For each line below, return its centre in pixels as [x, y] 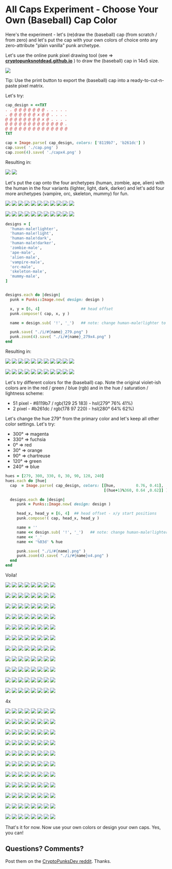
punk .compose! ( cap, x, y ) [40, 313]
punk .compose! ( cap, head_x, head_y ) [58, 518]
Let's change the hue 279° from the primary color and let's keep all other [82, 419]
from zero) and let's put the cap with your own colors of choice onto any [82, 40]
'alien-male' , [25, 257]
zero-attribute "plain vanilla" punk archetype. [53, 45]
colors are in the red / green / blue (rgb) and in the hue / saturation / [77, 388]
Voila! [11, 575]
